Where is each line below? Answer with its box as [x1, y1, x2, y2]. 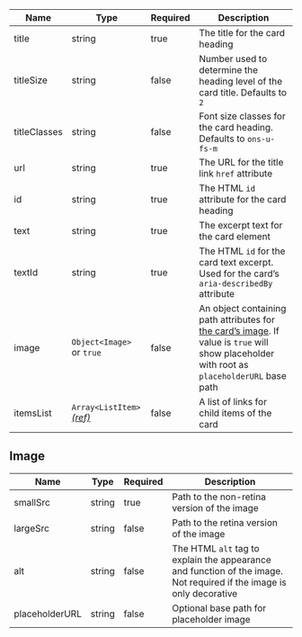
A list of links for [199, 396, 268, 408]
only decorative [172, 587, 238, 599]
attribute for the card [199, 193, 287, 205]
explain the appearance [172, 553, 271, 566]
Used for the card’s [199, 267, 280, 280]
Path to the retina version [172, 516, 279, 529]
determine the [199, 64, 259, 76]
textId [13, 266, 39, 278]
